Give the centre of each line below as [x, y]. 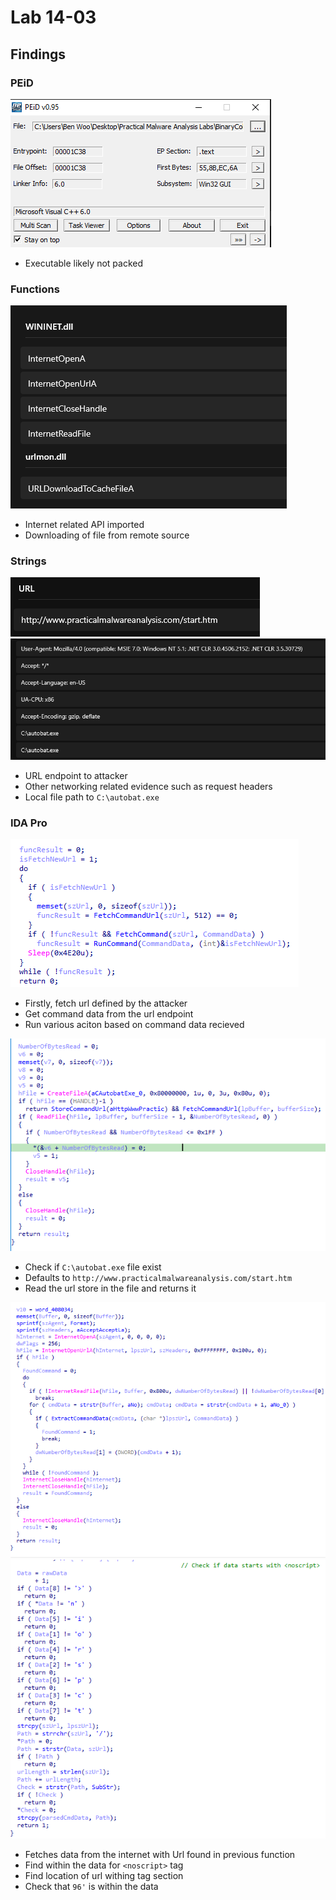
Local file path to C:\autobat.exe [92, 797]
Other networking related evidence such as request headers [148, 786]
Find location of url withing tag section [104, 1875]
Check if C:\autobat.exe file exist [93, 1267]
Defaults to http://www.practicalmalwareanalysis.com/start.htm [158, 1278]
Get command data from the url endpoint [109, 1013]
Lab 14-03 [53, 17]
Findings [38, 54]
